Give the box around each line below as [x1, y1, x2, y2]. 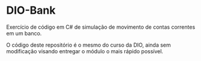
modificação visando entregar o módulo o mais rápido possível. [6, 47, 164, 54]
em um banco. [6, 29, 42, 36]
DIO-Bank [6, 4, 56, 17]
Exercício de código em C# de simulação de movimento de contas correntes [6, 23, 196, 30]
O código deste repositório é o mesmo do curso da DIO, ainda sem [6, 41, 171, 48]
